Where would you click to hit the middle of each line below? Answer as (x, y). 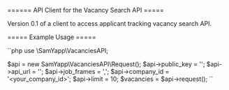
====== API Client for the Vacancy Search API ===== (86, 10)
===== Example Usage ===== (52, 37)
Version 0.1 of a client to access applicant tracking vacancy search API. (110, 23)
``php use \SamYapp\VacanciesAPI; (58, 51)
